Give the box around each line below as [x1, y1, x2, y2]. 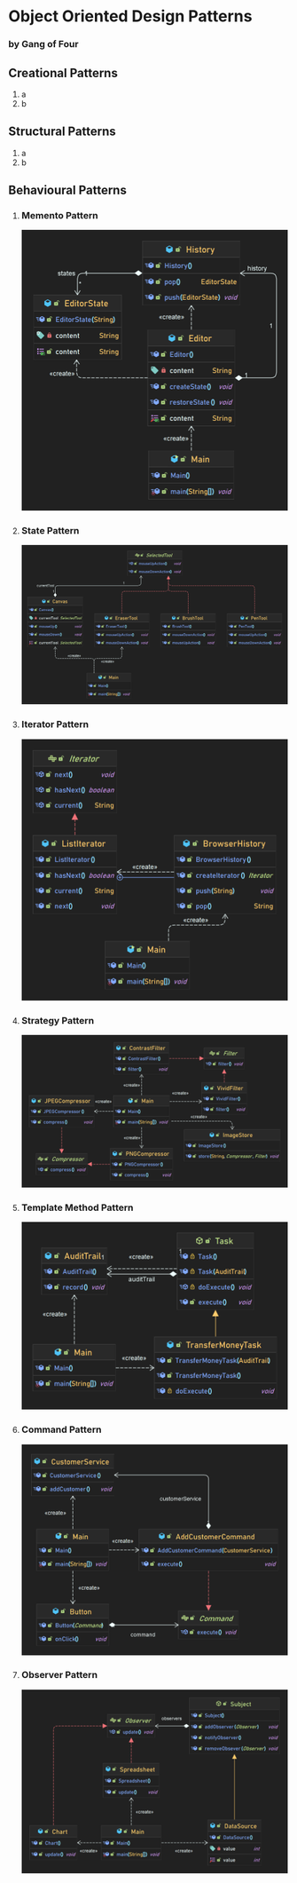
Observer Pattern [20, 1669, 98, 1681]
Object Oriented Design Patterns [8, 6, 253, 27]
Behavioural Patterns [8, 183, 128, 198]
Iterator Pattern [20, 718, 90, 731]
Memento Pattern [20, 210, 98, 222]
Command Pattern [20, 1423, 102, 1436]
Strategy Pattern [20, 1014, 95, 1026]
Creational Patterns [8, 65, 119, 81]
